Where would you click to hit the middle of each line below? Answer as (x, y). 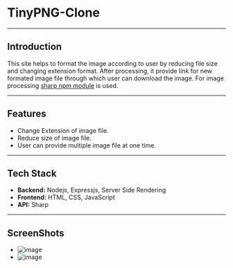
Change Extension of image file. (63, 130)
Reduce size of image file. (54, 138)
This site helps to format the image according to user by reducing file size (113, 63)
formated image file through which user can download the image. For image (115, 78)
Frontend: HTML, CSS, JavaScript (66, 197)
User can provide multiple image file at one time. (86, 145)
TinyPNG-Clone (54, 13)
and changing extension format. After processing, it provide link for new (110, 71)
